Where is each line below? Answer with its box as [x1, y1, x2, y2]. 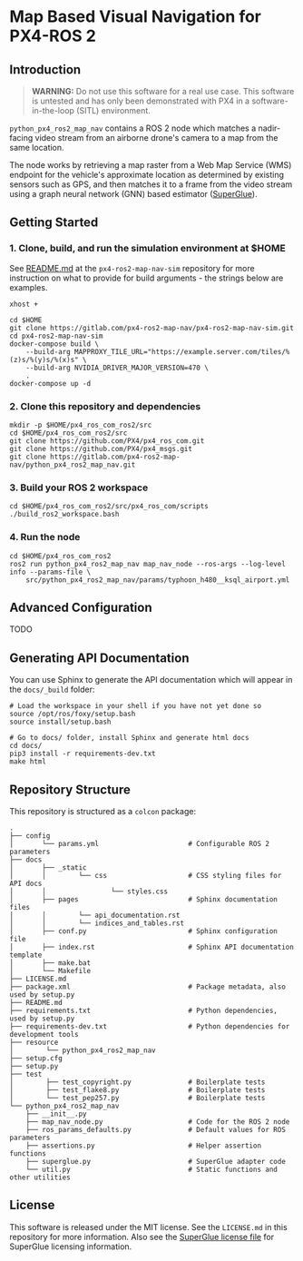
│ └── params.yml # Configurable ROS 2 [9, 840, 270, 849]
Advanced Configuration [9, 599, 152, 615]
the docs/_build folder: [9, 684, 95, 695]
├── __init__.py [25, 1109, 88, 1118]
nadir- [258, 123, 281, 133]
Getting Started [9, 215, 99, 231]
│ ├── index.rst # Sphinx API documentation [9, 942, 295, 952]
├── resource [9, 1038, 59, 1048]
